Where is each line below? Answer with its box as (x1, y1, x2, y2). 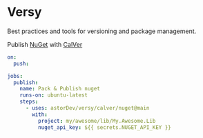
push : (13, 60, 30, 67)
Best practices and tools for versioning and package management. (7, 27, 197, 35)
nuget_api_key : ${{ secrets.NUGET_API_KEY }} (37, 124, 171, 131)
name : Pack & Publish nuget (19, 86, 100, 92)
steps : (19, 98, 39, 106)
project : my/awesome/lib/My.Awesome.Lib (37, 117, 156, 124)
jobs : (7, 72, 23, 79)
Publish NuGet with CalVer (7, 40, 83, 48)
